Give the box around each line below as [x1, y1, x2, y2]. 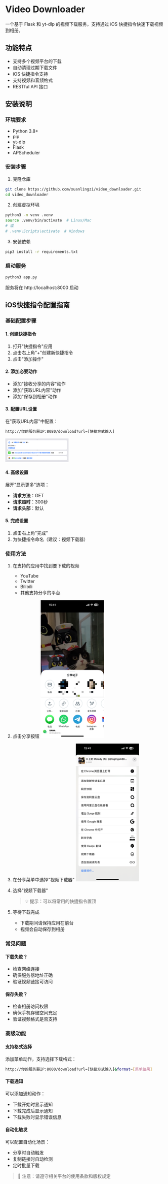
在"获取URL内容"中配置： [5, 418, 58, 424]
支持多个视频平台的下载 [12, 58, 62, 64]
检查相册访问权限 [12, 1003, 49, 1009]
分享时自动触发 [12, 1149, 44, 1156]
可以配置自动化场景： [5, 1139, 50, 1145]
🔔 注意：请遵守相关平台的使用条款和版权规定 [17, 1173, 111, 1179]
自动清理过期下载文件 [12, 65, 57, 71]
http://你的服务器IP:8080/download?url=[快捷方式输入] [5, 429, 115, 434]
